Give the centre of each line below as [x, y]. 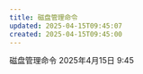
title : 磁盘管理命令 [44, 17]
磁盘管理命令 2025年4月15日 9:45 [72, 61]
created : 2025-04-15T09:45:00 [66, 34]
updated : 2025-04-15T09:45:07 [66, 26]
